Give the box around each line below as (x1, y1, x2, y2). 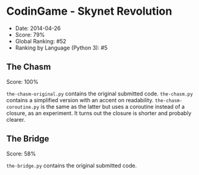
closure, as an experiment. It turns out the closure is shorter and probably (6, 109, 192, 117)
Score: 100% (6, 78, 38, 85)
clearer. (6, 116, 26, 123)
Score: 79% (15, 31, 45, 38)
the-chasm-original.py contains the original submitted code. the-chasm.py (6, 90, 194, 97)
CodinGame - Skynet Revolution (6, 4, 173, 18)
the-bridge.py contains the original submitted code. (6, 162, 137, 169)
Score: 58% (6, 150, 37, 157)
